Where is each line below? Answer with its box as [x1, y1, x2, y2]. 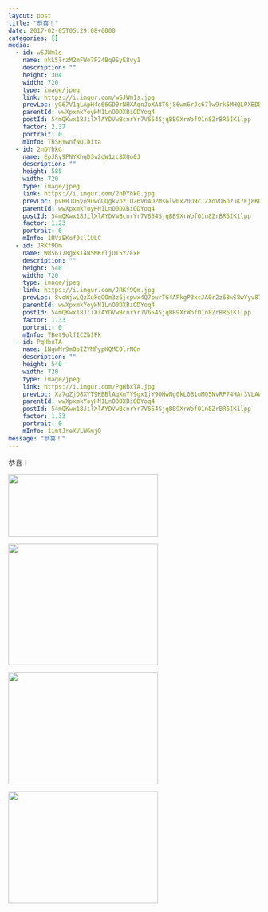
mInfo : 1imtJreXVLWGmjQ [22, 427, 102, 435]
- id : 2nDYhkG [15, 145, 62, 153]
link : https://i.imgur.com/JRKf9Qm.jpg [22, 286, 156, 294]
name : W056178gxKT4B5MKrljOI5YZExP [22, 249, 141, 257]
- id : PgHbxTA [15, 338, 62, 346]
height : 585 [22, 168, 62, 176]
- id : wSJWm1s [15, 49, 62, 57]
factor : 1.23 [22, 219, 66, 227]
